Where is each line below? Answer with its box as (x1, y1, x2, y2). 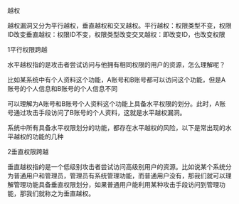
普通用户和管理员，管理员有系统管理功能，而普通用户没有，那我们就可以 (13, 171, 225, 180)
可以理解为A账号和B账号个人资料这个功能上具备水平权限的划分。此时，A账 (7, 100, 226, 108)
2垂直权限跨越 (7, 148, 49, 156)
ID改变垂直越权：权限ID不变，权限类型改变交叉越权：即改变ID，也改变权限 (7, 31, 225, 38)
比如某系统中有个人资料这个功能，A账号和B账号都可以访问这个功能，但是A (7, 75, 226, 84)
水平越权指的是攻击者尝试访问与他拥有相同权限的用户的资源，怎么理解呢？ (7, 60, 225, 69)
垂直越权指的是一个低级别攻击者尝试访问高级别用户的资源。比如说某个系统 (7, 163, 225, 171)
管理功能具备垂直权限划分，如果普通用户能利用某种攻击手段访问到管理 (13, 181, 219, 188)
